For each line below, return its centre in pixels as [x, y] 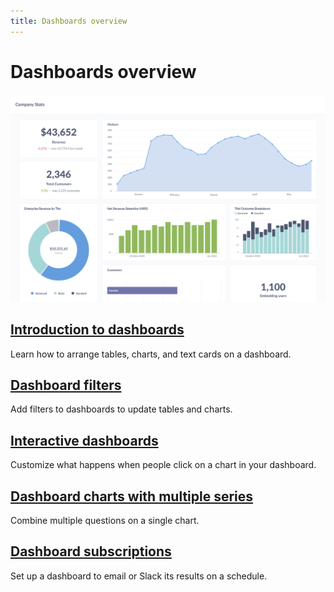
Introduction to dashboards [97, 330]
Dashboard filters [66, 385]
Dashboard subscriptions [91, 551]
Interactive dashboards [84, 440]
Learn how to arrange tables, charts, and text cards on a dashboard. [151, 354]
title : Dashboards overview [69, 21]
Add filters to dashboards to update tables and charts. [121, 409]
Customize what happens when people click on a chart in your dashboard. [163, 465]
